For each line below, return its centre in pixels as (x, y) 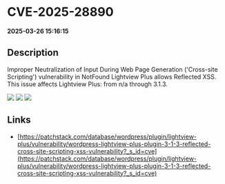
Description (33, 53)
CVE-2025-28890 (60, 12)
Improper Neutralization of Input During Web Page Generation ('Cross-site (113, 69)
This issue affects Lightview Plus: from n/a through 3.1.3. (87, 84)
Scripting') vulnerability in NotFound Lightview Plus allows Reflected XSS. (112, 76)
